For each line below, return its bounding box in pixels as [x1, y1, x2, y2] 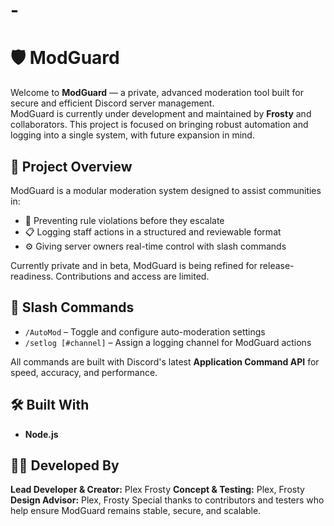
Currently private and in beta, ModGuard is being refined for [10, 259, 258, 271]
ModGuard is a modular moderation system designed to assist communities [10, 184, 322, 196]
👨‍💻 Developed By [10, 457, 120, 474]
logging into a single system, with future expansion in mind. [10, 129, 255, 141]
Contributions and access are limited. [55, 270, 210, 282]
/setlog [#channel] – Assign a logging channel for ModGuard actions [24, 336, 312, 348]
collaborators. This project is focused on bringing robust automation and [10, 119, 309, 131]
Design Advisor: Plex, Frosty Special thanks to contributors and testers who [10, 494, 325, 506]
